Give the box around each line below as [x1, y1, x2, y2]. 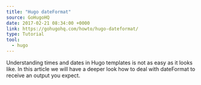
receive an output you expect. [6, 72, 81, 79]
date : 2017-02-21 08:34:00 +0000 [6, 20, 90, 26]
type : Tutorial [6, 31, 45, 37]
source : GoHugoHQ [6, 14, 50, 20]
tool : [6, 37, 20, 43]
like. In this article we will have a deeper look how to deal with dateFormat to [6, 65, 196, 72]
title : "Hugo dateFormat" [6, 8, 71, 15]
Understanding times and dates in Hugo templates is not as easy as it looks [6, 58, 193, 66]
